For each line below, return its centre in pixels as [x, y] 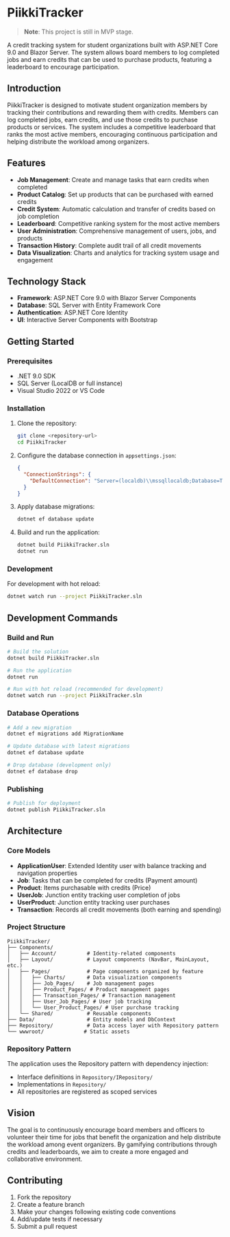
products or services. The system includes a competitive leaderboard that [111, 127]
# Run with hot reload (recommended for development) [86, 689]
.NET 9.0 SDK [36, 376]
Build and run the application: [59, 532]
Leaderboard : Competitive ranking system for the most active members [118, 223]
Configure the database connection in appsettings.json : [97, 455]
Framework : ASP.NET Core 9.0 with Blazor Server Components [106, 298]
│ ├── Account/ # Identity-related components [91, 953]
